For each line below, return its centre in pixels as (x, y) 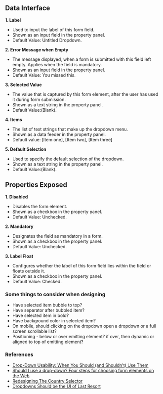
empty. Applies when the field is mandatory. (57, 64)
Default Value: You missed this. (44, 75)
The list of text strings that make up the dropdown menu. (70, 129)
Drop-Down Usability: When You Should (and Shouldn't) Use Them (81, 365)
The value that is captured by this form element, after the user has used (85, 94)
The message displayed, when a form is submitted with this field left (81, 59)
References (19, 354)
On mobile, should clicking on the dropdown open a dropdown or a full (84, 326)
